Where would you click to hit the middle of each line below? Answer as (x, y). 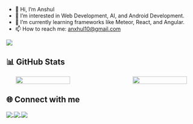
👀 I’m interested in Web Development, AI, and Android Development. (100, 16)
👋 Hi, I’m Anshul (35, 9)
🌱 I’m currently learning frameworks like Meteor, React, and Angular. (100, 22)
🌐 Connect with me (43, 100)
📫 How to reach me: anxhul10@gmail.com (68, 29)
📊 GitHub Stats (36, 62)
